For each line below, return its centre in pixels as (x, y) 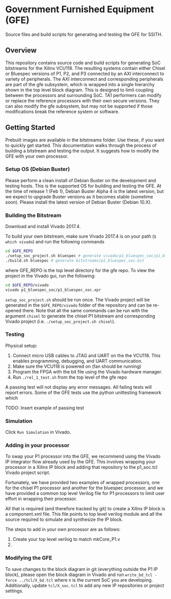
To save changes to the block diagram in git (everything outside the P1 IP (82, 569)
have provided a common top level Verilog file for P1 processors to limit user (85, 493)
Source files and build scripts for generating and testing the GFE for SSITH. (84, 34)
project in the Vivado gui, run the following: (50, 276)
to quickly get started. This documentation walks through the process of (81, 145)
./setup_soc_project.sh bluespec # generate (53, 256)
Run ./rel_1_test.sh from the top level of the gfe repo (70, 377)
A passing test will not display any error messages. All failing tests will (78, 387)
